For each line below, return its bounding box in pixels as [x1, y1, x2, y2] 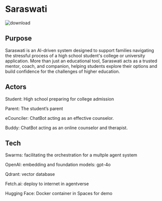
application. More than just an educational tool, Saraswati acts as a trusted [5, 58, 158, 64]
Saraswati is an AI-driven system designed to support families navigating [5, 47, 155, 53]
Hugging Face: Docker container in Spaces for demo [5, 191, 112, 197]
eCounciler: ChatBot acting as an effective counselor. [5, 115, 114, 121]
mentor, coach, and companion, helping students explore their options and [5, 63, 158, 69]
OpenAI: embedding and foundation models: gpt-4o [5, 162, 111, 168]
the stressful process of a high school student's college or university [5, 52, 145, 58]
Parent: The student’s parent [5, 105, 63, 111]
